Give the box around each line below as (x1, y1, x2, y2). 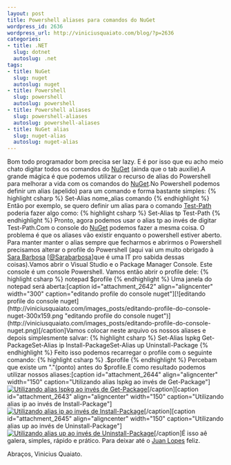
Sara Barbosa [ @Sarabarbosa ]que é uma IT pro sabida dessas (7, 253, 185, 261)
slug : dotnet (13, 49, 51, 56)
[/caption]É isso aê (154, 429, 208, 437)
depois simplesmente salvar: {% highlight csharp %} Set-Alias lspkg (7, 334, 201, 342)
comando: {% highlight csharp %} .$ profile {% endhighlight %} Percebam (7, 356, 217, 364)
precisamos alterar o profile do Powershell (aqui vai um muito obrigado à (7, 246, 214, 254)
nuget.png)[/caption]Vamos (7, 326, 86, 335)
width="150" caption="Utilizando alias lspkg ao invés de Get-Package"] (7, 378, 210, 386)
